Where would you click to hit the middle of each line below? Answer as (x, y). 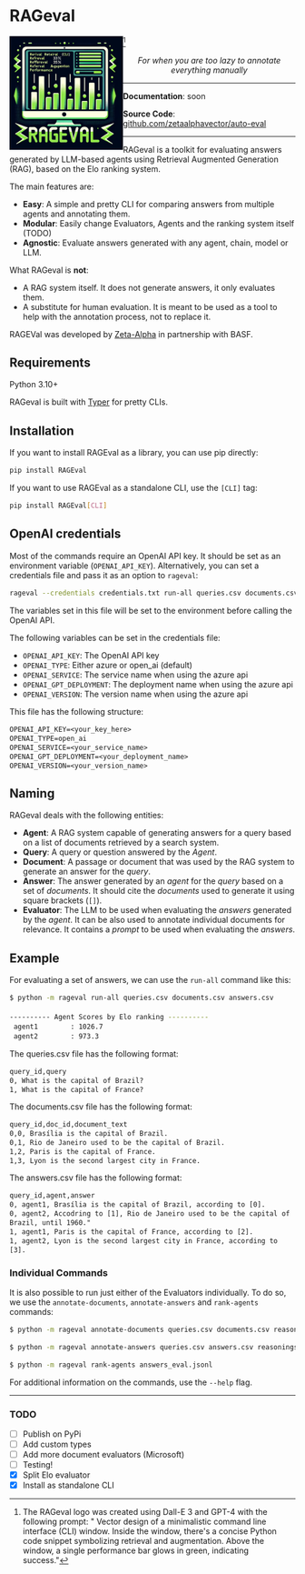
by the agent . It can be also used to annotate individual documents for (154, 920)
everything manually (209, 70)
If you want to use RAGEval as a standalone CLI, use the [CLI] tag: (133, 488)
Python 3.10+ (34, 385)
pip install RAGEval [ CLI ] (58, 506)
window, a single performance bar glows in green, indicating (136, 1550)
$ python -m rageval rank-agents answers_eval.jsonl (111, 1365)
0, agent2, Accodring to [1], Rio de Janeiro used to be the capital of (150, 1213)
